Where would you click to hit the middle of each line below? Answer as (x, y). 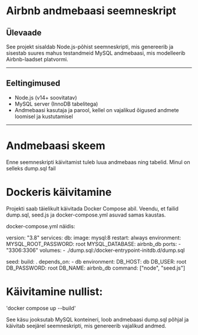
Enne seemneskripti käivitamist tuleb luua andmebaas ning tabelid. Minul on (98, 162)
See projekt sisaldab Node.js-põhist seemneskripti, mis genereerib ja (90, 47)
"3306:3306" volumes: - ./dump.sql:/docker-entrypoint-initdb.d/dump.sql (95, 250)
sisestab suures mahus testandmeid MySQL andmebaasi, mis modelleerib (96, 53)
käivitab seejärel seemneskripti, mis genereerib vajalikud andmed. (86, 326)
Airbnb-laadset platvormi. (37, 59)
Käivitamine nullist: (55, 292)
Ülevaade (24, 33)
